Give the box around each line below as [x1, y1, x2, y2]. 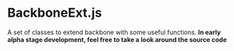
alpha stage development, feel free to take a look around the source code [7, 35, 227, 43]
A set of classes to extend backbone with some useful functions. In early [7, 28, 221, 36]
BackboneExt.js [7, 5, 102, 21]
